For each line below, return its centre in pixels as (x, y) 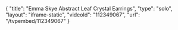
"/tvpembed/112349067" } (38, 21)
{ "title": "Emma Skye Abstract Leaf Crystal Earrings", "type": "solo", (89, 9)
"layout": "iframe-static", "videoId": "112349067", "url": (73, 15)
